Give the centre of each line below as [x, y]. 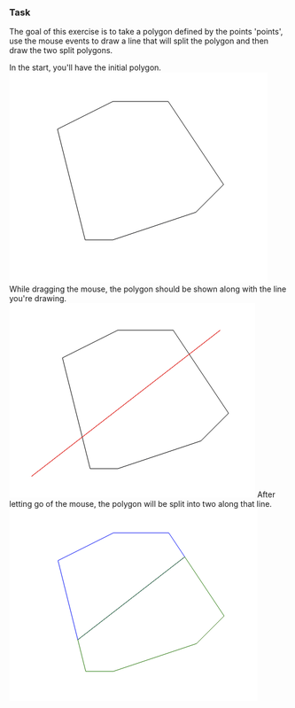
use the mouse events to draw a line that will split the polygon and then [139, 41]
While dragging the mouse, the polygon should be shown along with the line [148, 289]
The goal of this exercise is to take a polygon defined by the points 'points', [146, 32]
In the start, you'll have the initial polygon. [85, 67]
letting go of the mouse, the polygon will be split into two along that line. [141, 504]
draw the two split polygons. [61, 51]
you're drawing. [38, 299]
